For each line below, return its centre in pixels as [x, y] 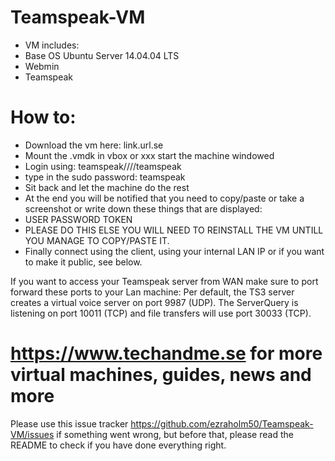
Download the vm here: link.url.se [94, 145]
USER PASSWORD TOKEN [78, 219]
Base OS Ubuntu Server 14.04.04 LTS [102, 55]
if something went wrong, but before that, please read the [175, 434]
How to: [43, 117]
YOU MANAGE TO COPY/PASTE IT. [97, 240]
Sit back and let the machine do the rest [107, 187]
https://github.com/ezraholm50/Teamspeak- [222, 423]
